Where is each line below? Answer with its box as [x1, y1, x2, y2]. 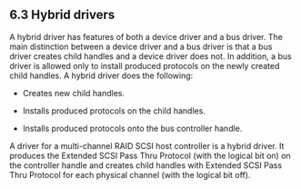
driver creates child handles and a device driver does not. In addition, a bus [9, 50, 293, 62]
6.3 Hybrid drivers [9, 7, 115, 23]
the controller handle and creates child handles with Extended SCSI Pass [9, 159, 283, 171]
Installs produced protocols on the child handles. [22, 104, 206, 116]
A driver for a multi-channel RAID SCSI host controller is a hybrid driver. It [9, 140, 285, 151]
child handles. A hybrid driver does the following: [9, 70, 194, 81]
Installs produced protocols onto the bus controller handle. [22, 123, 243, 134]
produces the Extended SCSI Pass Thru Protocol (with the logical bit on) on [9, 150, 291, 161]
